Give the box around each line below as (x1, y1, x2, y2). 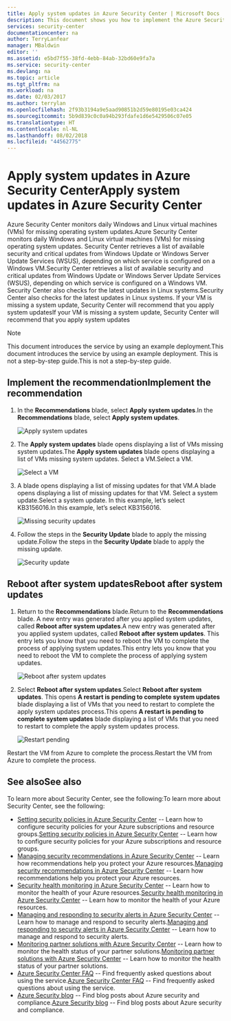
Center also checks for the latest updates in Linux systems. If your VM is (7, 294, 212, 302)
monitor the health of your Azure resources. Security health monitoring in (16, 888, 223, 897)
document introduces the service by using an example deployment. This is (7, 350, 219, 358)
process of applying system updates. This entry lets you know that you (16, 644, 217, 652)
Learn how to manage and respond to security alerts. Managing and (16, 918, 208, 926)
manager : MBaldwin (7, 42, 60, 49)
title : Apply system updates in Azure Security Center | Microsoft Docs (7, 10, 220, 17)
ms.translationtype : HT (7, 119, 76, 126)
